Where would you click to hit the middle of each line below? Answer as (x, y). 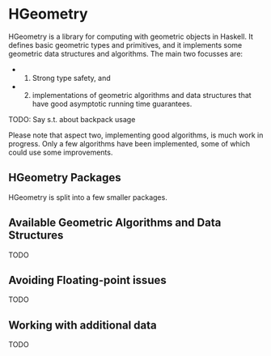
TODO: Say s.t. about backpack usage (72, 119)
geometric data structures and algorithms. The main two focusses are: (126, 53)
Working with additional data (83, 325)
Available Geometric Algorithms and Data (115, 223)
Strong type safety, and (71, 78)
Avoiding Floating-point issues (88, 280)
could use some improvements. (61, 152)
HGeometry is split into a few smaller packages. (88, 197)
